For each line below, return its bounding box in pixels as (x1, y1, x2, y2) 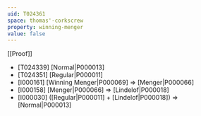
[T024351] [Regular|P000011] (17, 71, 104, 79)
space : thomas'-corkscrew (7, 17, 83, 24)
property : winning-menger (7, 23, 83, 30)
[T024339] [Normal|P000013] (17, 63, 105, 71)
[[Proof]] (7, 50, 33, 58)
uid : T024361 (7, 10, 46, 18)
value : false (7, 30, 46, 37)
